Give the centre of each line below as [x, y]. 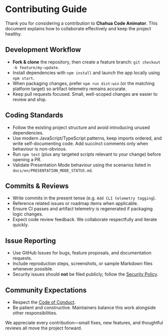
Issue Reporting [31, 241]
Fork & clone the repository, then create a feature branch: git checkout [87, 62]
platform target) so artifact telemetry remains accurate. [69, 89]
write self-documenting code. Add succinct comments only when [80, 143]
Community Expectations [46, 290]
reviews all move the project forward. [44, 328]
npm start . [23, 78]
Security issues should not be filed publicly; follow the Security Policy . [85, 274]
